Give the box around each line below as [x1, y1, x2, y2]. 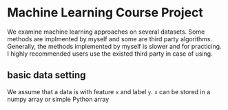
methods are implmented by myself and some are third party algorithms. [7, 34, 212, 43]
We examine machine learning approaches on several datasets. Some [7, 27, 205, 36]
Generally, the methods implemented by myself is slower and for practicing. [7, 42, 222, 50]
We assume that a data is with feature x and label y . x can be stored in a [7, 87, 211, 96]
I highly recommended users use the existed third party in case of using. [7, 49, 213, 58]
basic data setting [7, 69, 86, 81]
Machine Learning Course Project [7, 5, 203, 21]
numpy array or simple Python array [7, 95, 110, 103]
